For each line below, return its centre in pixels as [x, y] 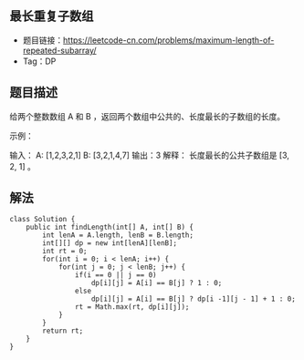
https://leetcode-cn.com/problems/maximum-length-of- [168, 40]
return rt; [63, 331]
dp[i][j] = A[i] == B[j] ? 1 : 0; [157, 283]
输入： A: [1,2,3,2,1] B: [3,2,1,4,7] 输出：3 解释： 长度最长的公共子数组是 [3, [150, 155]
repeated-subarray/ [60, 50]
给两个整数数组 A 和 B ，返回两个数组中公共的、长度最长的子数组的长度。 [147, 116]
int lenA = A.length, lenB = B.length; [118, 235]
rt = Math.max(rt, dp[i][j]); [132, 307]
